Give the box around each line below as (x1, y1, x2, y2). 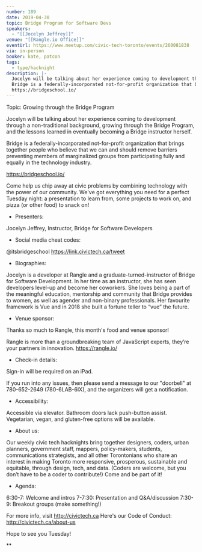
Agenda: (14, 482, 36, 489)
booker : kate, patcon (6, 54, 61, 60)
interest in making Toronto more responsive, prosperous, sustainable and (6, 458, 188, 465)
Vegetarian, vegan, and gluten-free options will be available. (6, 416, 155, 423)
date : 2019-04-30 (6, 14, 50, 20)
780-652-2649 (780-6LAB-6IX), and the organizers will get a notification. (6, 385, 188, 393)
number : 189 (6, 8, 36, 15)
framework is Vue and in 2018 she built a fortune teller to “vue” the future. (6, 303, 189, 310)
